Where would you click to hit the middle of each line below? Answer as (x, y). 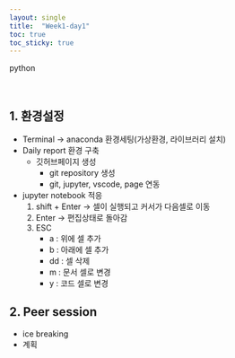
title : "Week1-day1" (50, 26)
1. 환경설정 (37, 116)
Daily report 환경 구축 (61, 151)
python (22, 68)
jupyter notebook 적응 (62, 196)
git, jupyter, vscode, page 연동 (104, 184)
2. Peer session (53, 312)
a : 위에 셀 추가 (75, 239)
